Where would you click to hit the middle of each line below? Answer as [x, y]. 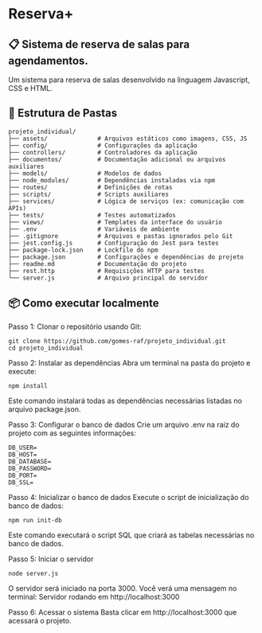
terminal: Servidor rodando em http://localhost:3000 [94, 596]
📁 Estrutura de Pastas [63, 113]
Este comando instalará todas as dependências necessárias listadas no [125, 401]
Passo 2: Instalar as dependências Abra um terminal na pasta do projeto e [129, 362]
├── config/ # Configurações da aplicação [103, 145]
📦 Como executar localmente [84, 303]
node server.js [33, 573]
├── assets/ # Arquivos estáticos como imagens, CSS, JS [128, 139]
